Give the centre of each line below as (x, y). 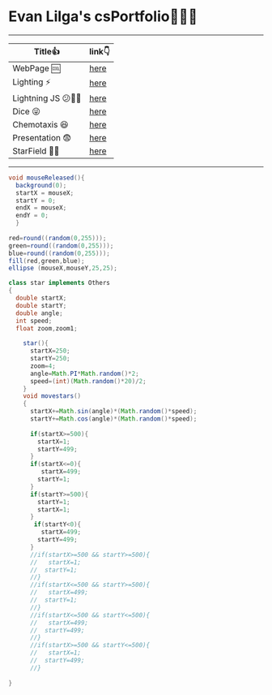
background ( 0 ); (41, 185)
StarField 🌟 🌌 (36, 151)
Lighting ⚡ (32, 82)
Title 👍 (47, 51)
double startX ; (41, 298)
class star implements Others (59, 283)
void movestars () (52, 396)
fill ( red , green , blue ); (47, 261)
